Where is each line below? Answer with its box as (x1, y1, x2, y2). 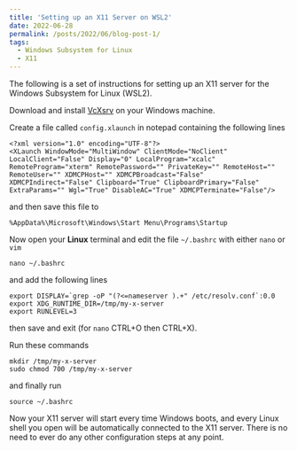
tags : (9, 37, 29, 47)
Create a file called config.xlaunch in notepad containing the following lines (9, 122, 285, 133)
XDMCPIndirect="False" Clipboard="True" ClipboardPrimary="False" (9, 178, 260, 187)
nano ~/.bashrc (9, 259, 66, 268)
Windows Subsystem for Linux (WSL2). (9, 88, 152, 98)
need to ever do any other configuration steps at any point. (9, 432, 224, 442)
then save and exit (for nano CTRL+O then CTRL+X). (9, 323, 198, 333)
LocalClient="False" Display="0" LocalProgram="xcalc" (9, 155, 216, 164)
